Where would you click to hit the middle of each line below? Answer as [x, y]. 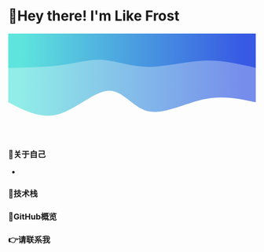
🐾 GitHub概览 [33, 217]
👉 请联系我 [29, 240]
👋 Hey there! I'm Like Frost [94, 16]
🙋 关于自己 [27, 154]
